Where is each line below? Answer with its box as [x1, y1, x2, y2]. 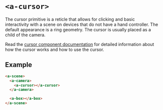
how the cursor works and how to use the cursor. [5, 46, 104, 52]
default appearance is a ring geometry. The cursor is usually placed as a [5, 26, 151, 32]
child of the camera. [5, 32, 46, 38]
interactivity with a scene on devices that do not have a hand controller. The [5, 22, 158, 27]
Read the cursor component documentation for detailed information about [5, 41, 154, 47]
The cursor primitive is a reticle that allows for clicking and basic [5, 16, 135, 22]
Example [5, 61, 32, 69]
